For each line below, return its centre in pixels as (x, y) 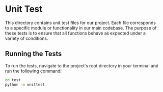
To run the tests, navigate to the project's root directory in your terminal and (82, 65)
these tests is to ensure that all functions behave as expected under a (75, 33)
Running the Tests (34, 54)
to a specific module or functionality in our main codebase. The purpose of (81, 28)
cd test (13, 80)
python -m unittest (25, 85)
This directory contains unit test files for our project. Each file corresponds (81, 23)
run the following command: (34, 71)
